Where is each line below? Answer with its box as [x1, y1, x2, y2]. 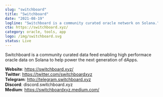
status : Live [5, 39, 32, 43]
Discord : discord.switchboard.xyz [5, 82, 73, 87]
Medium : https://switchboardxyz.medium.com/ [5, 86, 99, 92]
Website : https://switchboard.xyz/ [5, 66, 74, 72]
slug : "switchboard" [5, 7, 47, 12]
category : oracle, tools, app [5, 29, 66, 34]
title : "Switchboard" [5, 12, 49, 16]
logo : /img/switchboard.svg [5, 34, 62, 39]
